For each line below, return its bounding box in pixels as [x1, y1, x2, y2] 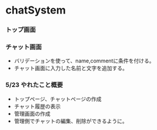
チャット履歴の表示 [14, 102, 61, 109]
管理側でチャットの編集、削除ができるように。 [14, 117, 128, 124]
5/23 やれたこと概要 [5, 81, 63, 89]
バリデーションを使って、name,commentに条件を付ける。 [14, 57, 155, 65]
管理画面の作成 [14, 110, 51, 117]
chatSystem [5, 4, 66, 17]
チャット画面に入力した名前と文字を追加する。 [14, 65, 128, 72]
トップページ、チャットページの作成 [14, 95, 102, 102]
